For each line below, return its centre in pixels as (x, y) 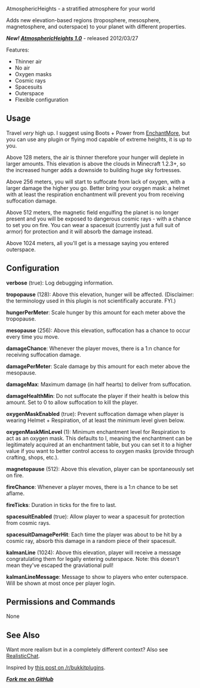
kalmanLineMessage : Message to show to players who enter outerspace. (97, 577)
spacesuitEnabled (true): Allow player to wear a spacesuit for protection (96, 516)
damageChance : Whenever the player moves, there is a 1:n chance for (93, 348)
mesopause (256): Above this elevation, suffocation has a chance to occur (99, 330)
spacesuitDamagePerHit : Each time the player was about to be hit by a (94, 534)
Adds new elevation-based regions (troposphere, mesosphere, (84, 20)
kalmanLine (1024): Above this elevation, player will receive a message (93, 552)
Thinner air (28, 61)
